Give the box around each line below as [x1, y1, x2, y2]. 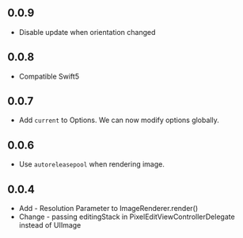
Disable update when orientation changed [18, 27, 156, 36]
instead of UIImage [18, 221, 82, 230]
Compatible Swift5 [18, 71, 80, 81]
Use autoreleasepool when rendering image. [18, 159, 165, 169]
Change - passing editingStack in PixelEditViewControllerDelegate [18, 212, 235, 221]
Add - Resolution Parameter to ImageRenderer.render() [18, 204, 199, 213]
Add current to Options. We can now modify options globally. [18, 115, 219, 125]
